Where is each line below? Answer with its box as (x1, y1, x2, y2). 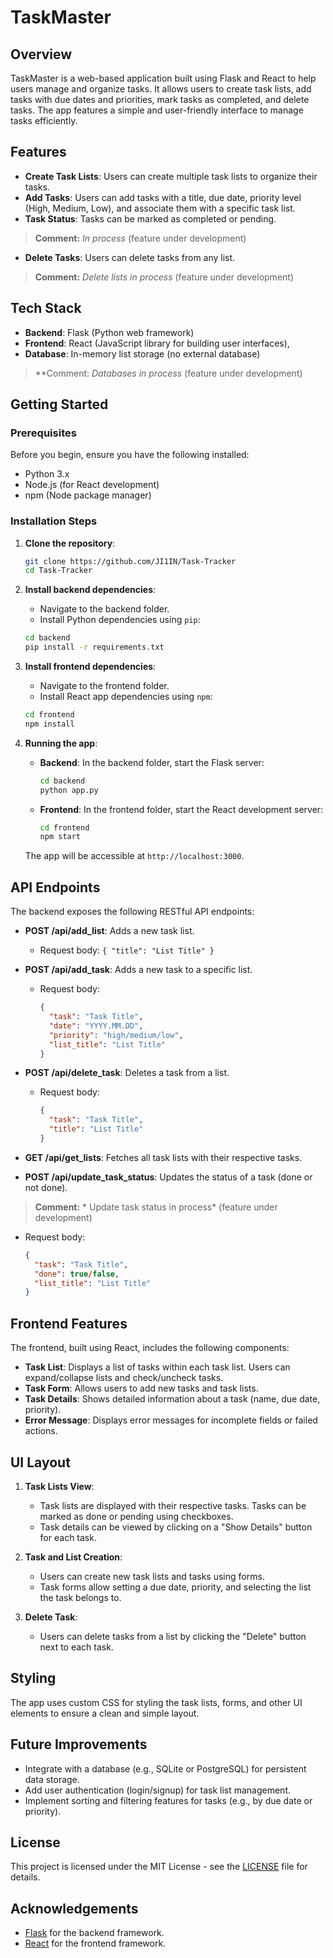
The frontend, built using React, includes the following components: (10, 1342, 290, 1354)
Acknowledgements (10, 1900, 139, 1917)
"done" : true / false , (34, 1269, 120, 1279)
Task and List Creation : (24, 1551, 123, 1563)
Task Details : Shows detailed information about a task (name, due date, (24, 1393, 321, 1405)
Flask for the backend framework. (24, 1927, 165, 1939)
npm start (39, 832, 82, 842)
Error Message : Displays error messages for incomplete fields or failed (24, 1414, 318, 1426)
